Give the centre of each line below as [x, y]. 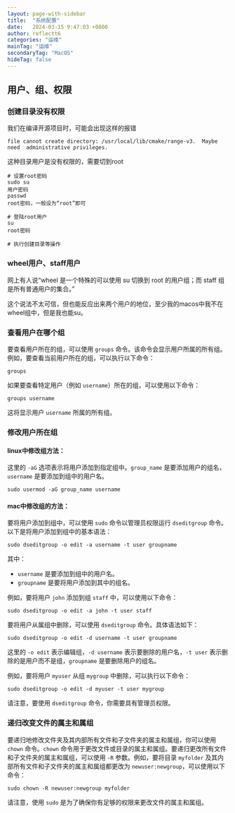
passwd [17, 196]
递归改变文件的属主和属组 [51, 723]
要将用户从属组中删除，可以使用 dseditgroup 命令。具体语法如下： [103, 625]
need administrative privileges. [58, 148]
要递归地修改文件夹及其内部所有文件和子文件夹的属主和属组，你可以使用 [112, 740]
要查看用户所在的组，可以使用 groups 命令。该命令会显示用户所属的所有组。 [117, 350]
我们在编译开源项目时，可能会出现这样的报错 [72, 128]
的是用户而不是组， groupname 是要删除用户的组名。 [87, 661]
